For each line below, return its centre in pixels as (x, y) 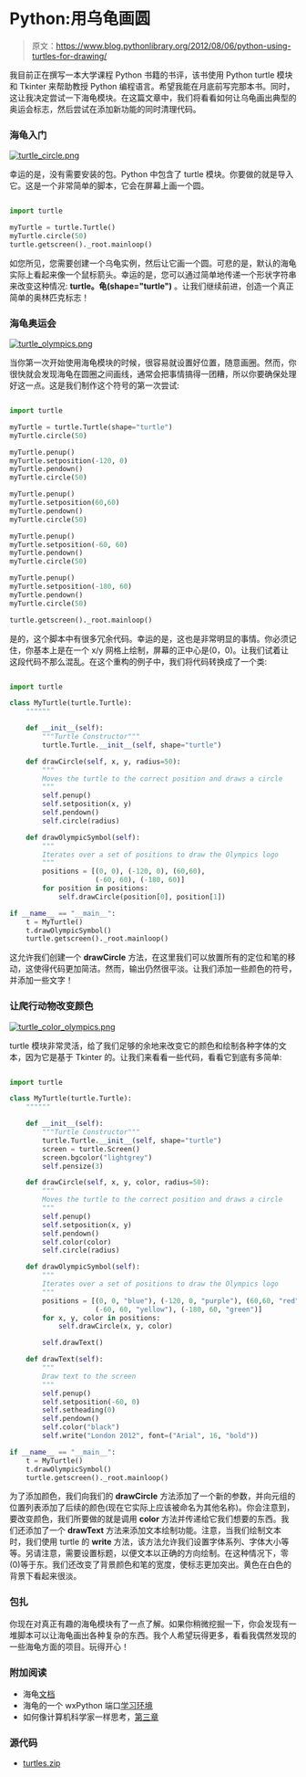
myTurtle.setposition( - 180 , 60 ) (71, 587)
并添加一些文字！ (41, 980)
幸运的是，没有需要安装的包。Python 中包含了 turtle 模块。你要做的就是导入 (152, 174)
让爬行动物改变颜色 (51, 1006)
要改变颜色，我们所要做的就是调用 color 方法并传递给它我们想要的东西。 (145, 1519)
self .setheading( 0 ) (79, 1410)
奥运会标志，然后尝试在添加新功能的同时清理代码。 (105, 109)
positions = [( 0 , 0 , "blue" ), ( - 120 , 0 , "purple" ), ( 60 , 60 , (158, 1301)
